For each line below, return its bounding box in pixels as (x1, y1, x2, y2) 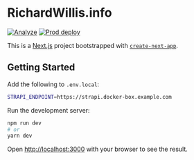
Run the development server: (7, 106, 90, 114)
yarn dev (7, 132, 33, 140)
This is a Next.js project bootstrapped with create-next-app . (7, 41, 179, 49)
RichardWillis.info (7, 5, 112, 21)
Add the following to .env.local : (7, 80, 99, 88)
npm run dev (7, 120, 42, 127)
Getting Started (7, 61, 76, 74)
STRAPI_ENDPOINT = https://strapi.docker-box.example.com (7, 93, 172, 100)
